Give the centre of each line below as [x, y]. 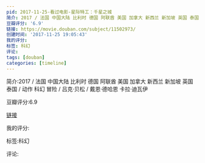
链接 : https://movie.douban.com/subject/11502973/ [71, 29]
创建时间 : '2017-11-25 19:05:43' [47, 35]
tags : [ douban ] [26, 57]
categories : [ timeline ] [37, 63]
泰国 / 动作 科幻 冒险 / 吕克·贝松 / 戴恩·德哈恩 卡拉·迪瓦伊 [77, 89]
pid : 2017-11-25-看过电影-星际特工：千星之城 [59, 12]
